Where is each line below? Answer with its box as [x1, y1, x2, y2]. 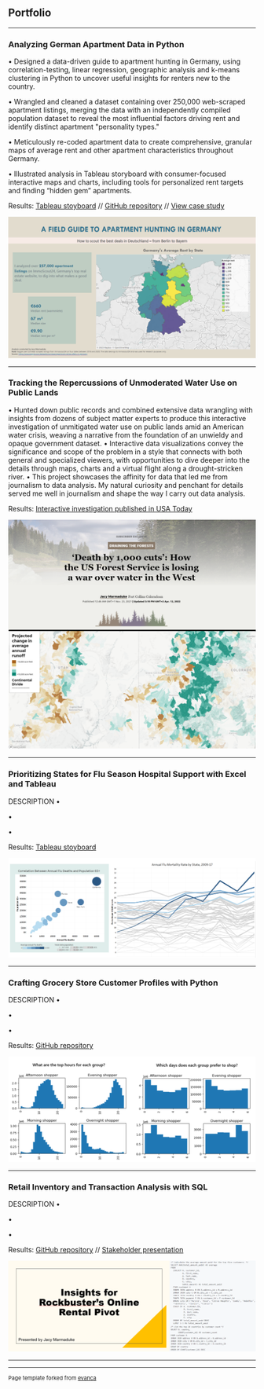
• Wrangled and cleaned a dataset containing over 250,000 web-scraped [8, 97, 246, 107]
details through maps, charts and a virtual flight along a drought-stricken [8, 464, 244, 473]
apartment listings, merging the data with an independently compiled [8, 105, 231, 115]
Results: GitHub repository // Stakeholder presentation [8, 1245, 184, 1255]
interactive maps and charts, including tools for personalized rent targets [8, 178, 244, 187]
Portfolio [8, 6, 52, 20]
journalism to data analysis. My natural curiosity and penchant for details [8, 480, 244, 489]
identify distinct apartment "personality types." [8, 122, 159, 132]
